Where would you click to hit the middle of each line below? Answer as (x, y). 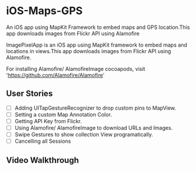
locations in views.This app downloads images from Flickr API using (89, 51)
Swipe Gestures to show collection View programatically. (84, 134)
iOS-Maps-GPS (44, 11)
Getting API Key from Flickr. (48, 121)
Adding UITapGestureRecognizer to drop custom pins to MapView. (95, 108)
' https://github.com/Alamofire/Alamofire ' (55, 75)
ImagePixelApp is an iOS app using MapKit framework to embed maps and (97, 45)
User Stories (30, 93)
